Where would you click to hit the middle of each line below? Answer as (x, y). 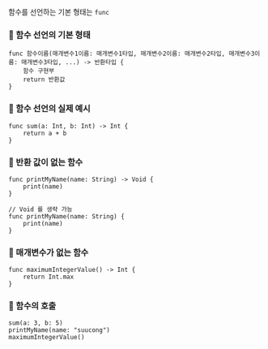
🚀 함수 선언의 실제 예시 (49, 109)
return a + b (45, 133)
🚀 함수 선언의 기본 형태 (49, 35)
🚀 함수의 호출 (32, 306)
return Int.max (49, 277)
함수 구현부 (39, 71)
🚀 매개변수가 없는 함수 (49, 252)
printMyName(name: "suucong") (60, 330)
